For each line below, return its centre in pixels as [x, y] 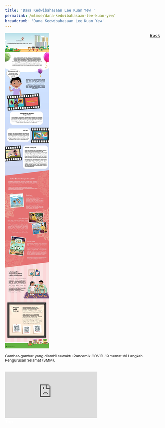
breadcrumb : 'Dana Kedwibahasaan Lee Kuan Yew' [55, 21]
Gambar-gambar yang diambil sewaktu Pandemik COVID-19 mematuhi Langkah [74, 356]
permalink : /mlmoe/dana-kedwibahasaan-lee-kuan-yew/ [60, 16]
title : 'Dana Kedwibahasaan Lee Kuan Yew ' [50, 10]
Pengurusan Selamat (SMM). [30, 361]
